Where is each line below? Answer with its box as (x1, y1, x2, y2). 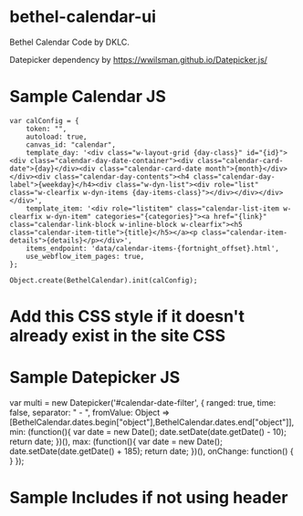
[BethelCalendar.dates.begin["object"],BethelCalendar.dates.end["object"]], (9, 417, 295, 428)
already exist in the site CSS (9, 325, 226, 346)
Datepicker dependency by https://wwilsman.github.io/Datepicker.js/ (9, 54, 267, 65)
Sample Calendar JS (9, 87, 166, 107)
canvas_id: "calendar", (26, 139, 117, 150)
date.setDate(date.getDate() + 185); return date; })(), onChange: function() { (9, 446, 294, 457)
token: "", (26, 124, 68, 133)
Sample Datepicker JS (9, 367, 181, 388)
